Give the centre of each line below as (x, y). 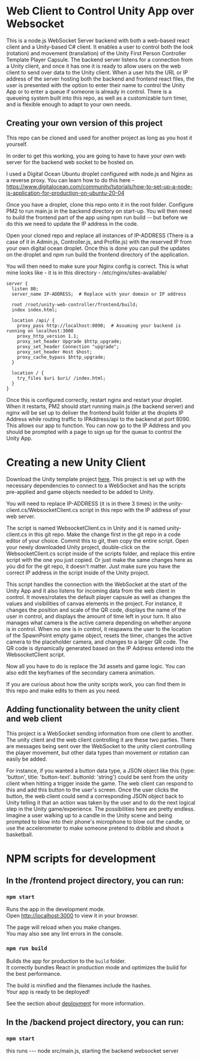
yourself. (17, 144)
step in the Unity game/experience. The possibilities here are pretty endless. (101, 809)
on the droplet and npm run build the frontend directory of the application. (98, 254)
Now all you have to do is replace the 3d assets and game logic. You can (96, 666)
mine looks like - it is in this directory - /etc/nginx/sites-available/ (86, 272)
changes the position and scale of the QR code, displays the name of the (96, 610)
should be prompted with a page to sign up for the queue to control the (94, 431)
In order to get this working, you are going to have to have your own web (96, 156)
